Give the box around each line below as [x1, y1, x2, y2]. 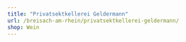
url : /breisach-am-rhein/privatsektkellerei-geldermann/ [7, 17, 180, 24]
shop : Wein [7, 23, 40, 31]
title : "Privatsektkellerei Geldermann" [7, 10, 129, 18]
